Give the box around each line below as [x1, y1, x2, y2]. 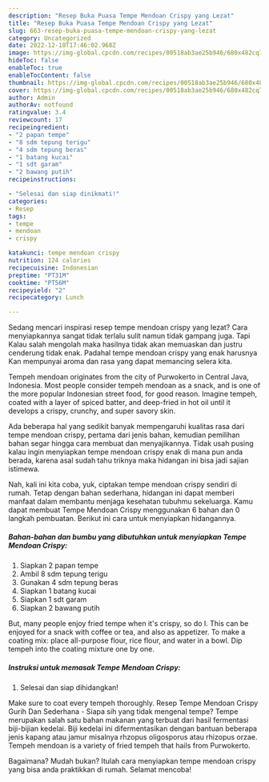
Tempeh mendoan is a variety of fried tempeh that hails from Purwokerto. [8, 741, 251, 751]
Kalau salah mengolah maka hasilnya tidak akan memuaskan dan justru [8, 339, 243, 349]
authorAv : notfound [8, 101, 74, 109]
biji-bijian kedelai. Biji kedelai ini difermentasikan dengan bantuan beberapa [8, 724, 258, 733]
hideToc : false [8, 57, 59, 65]
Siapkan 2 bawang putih [19, 604, 100, 613]
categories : [8, 197, 48, 205]
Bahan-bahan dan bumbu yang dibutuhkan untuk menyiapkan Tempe [8, 531, 247, 541]
